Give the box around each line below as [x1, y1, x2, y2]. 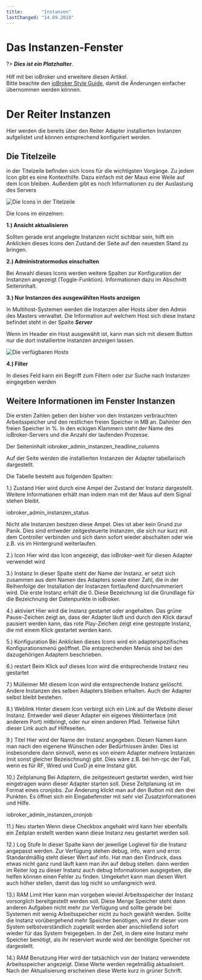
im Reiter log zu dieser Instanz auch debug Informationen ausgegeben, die [6, 866, 192, 874]
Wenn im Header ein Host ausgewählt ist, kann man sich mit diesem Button [6, 330, 193, 338]
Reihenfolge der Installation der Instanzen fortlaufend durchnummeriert [6, 582, 183, 590]
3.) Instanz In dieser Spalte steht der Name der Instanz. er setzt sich [6, 570, 175, 577]
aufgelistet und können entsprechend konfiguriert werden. [6, 134, 151, 141]
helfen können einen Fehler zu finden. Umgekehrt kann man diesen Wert [6, 873, 187, 880]
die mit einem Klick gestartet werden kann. [6, 627, 113, 633]
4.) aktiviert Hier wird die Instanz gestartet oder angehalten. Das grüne [6, 607, 182, 614]
